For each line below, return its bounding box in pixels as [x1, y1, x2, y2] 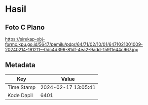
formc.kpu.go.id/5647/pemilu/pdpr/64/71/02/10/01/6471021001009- [5, 41, 143, 47]
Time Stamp [7, 84, 36, 91]
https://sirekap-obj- [5, 36, 45, 42]
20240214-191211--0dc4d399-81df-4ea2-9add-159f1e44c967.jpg [5, 47, 139, 52]
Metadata [5, 61, 36, 70]
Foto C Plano [5, 23, 45, 32]
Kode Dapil [7, 92, 33, 99]
